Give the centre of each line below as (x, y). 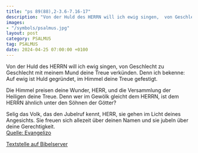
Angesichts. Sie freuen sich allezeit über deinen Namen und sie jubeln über (97, 120)
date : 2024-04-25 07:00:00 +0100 (47, 50)
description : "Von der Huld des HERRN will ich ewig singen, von (89, 17)
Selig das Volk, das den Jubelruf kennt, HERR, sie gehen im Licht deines (93, 114)
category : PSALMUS (29, 39)
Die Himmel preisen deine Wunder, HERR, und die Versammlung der (88, 90)
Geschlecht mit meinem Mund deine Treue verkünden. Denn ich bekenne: (96, 72)
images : (16, 22)
